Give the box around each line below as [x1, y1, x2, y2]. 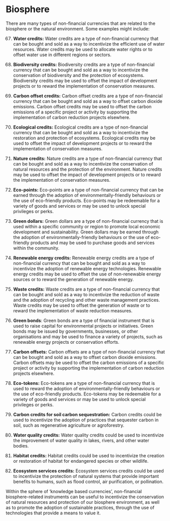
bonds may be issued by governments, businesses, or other [13, 328, 138, 334]
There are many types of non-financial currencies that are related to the [6, 20, 156, 26]
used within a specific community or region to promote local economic [13, 223, 161, 229]
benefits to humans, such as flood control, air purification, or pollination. [13, 478, 164, 485]
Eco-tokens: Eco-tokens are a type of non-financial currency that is [13, 380, 155, 386]
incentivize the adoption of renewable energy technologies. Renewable [13, 265, 161, 271]
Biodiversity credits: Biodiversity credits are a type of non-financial [13, 61, 155, 67]
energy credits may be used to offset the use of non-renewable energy [13, 271, 161, 277]
